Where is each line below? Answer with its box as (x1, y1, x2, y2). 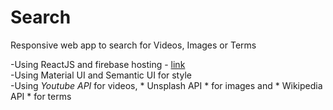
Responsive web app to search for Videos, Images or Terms (10, 39, 257, 51)
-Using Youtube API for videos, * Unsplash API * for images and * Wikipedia (10, 79, 323, 91)
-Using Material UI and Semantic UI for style (10, 69, 192, 81)
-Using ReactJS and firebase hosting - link (10, 58, 186, 70)
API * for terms (10, 90, 72, 102)
